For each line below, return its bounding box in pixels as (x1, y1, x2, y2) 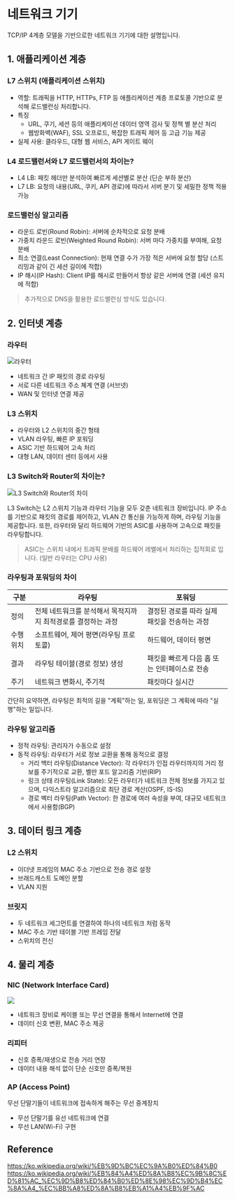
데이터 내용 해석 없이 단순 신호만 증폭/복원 (17, 1065, 132, 1073)
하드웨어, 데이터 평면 (147, 635, 211, 645)
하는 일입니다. (15, 705, 54, 713)
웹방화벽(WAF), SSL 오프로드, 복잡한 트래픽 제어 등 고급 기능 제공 (27, 128, 206, 136)
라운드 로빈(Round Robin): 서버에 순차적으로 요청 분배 (17, 227, 166, 236)
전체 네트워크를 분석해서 (34, 606, 110, 616)
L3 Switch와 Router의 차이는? (7, 472, 106, 482)
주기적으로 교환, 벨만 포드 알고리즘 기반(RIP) (41, 768, 162, 776)
